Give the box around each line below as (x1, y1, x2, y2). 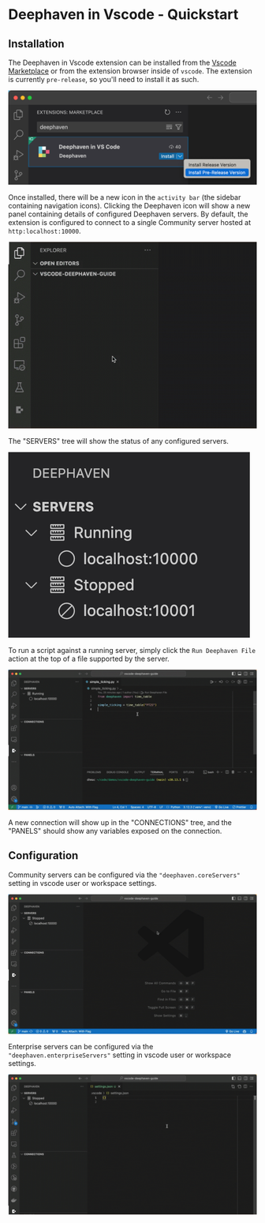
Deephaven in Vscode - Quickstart (8, 6, 239, 24)
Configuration (8, 849, 79, 862)
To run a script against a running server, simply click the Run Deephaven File (8, 646, 256, 655)
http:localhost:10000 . (8, 227, 81, 236)
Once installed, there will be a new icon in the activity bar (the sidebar (8, 193, 241, 202)
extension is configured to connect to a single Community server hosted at (8, 218, 252, 227)
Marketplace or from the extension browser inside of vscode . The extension (8, 66, 252, 76)
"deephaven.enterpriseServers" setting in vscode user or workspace (8, 1050, 231, 1060)
